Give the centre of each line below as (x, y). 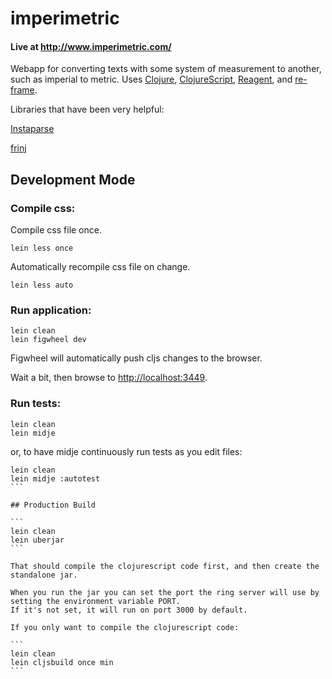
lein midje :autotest (55, 478)
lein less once (42, 248)
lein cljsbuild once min (62, 662)
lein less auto (42, 285)
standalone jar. (44, 575)
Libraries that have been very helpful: (87, 109)
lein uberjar (37, 540)
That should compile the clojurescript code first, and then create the (165, 566)
